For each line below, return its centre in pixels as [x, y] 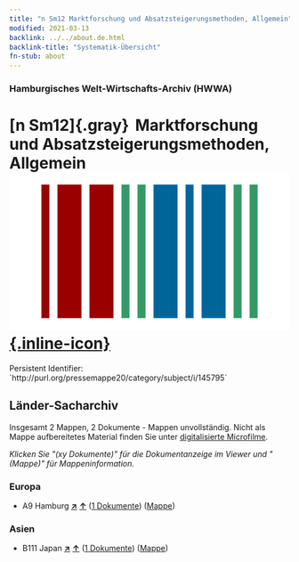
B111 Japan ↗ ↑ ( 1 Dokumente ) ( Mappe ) [95, 549]
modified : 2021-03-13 [49, 28]
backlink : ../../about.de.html [67, 37]
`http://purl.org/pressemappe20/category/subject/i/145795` [118, 378]
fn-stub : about [37, 57]
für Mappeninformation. [91, 463]
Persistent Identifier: [46, 368]
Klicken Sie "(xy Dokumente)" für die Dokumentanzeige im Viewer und [138, 453]
